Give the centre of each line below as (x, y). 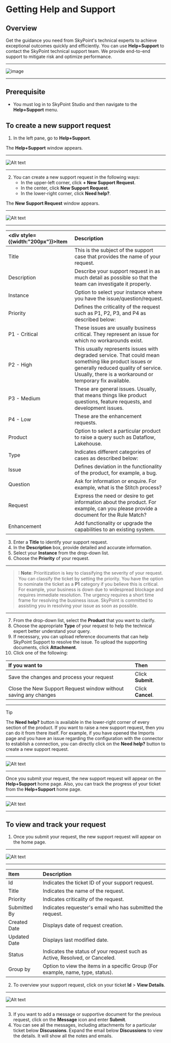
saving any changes (32, 695)
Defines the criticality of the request (117, 306)
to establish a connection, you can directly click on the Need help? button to (85, 744)
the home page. (30, 842)
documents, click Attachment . (45, 647)
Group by (20, 969)
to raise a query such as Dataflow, (115, 437)
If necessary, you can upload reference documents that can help (81, 636)
